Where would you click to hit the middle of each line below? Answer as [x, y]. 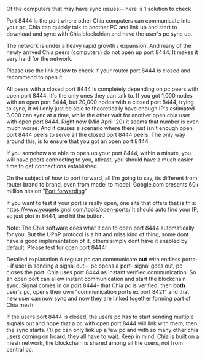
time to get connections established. [52, 166]
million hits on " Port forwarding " [47, 191]
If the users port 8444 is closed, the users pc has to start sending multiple [100, 317]
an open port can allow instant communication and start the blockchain [96, 279]
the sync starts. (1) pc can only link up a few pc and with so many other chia [102, 330]
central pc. [20, 349]
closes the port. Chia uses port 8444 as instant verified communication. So [101, 272]
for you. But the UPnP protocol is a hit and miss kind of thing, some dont [98, 234]
